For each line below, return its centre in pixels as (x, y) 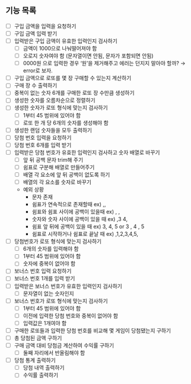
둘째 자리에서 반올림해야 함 (54, 353)
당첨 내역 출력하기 (44, 368)
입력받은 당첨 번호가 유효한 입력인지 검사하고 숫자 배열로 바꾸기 (87, 152)
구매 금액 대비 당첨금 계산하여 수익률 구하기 (64, 345)
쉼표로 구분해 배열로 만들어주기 (59, 167)
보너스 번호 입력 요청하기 (43, 271)
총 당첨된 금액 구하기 (38, 338)
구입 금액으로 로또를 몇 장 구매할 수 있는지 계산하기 (73, 78)
